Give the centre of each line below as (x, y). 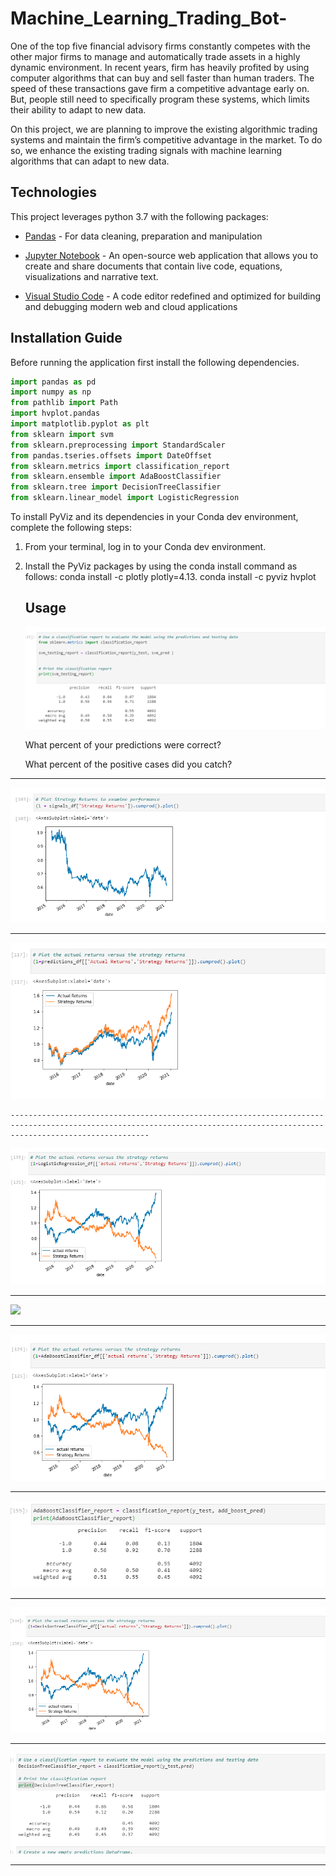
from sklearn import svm (62, 434)
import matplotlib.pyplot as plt (80, 424)
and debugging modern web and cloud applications (131, 306)
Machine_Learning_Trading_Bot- (149, 18)
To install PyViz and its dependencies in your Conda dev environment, (154, 517)
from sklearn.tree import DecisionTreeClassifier (116, 487)
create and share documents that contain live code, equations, (153, 266)
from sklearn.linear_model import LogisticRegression (125, 498)
